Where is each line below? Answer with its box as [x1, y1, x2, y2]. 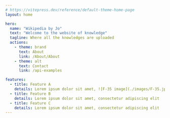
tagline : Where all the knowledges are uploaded [10, 35, 114, 40]
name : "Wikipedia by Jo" [10, 26, 62, 31]
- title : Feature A [10, 82, 51, 87]
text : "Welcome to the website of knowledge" [10, 31, 108, 36]
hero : [5, 21, 17, 26]
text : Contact [18, 64, 49, 69]
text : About [18, 49, 44, 54]
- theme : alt [14, 58, 42, 64]
